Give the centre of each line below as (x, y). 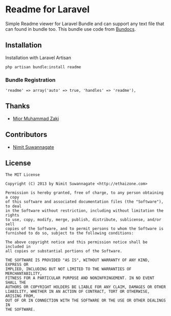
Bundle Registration (30, 80)
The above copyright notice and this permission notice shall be (76, 242)
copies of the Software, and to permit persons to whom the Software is (84, 229)
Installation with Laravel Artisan (38, 57)
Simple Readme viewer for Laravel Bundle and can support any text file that (85, 24)
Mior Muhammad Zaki (36, 118)
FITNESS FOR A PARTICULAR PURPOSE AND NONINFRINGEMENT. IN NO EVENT (80, 278)
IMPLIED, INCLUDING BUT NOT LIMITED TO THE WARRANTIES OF (68, 269)
